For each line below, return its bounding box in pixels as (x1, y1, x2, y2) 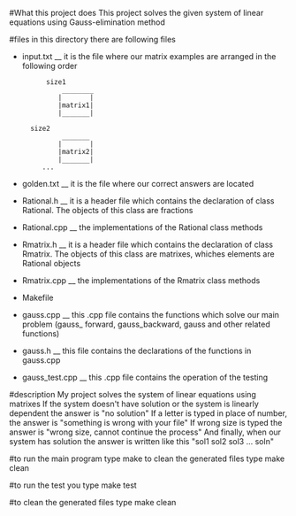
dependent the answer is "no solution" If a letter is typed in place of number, (9, 408, 288, 419)
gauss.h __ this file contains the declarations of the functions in (21, 345, 252, 356)
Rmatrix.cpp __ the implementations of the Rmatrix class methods (21, 275, 261, 286)
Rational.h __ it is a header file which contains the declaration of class (21, 196, 276, 206)
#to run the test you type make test (9, 480, 137, 490)
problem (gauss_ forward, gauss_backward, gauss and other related (21, 319, 271, 329)
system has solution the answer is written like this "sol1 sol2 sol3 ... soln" (9, 436, 274, 446)
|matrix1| (57, 101, 95, 110)
